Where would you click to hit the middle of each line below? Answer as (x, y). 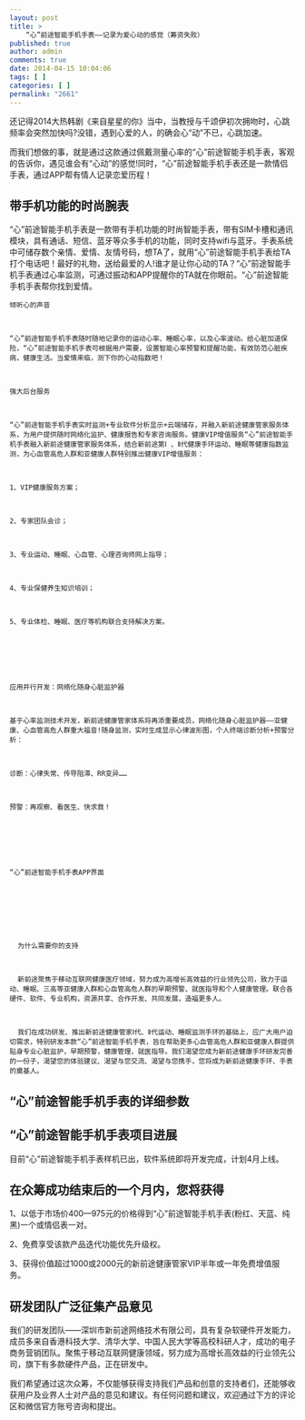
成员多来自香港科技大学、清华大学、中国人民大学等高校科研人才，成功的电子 (152, 1342)
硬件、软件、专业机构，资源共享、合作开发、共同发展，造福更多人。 (118, 999)
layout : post (34, 18)
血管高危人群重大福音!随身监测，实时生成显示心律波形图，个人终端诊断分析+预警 (158, 730)
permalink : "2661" (44, 94)
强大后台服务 (30, 392)
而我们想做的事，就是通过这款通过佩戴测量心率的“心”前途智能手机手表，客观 (152, 152)
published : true (40, 43)
